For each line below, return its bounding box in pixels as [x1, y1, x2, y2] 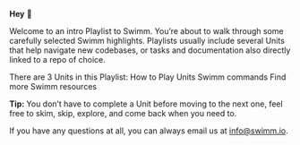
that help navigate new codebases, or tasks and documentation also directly [9, 45, 291, 55]
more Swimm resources [9, 81, 97, 91]
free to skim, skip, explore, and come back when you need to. [9, 108, 237, 118]
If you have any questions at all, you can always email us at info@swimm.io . [9, 125, 288, 136]
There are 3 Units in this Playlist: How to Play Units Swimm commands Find [9, 72, 287, 82]
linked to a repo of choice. [9, 55, 106, 64]
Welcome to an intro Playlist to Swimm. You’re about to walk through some [9, 26, 284, 36]
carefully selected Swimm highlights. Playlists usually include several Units [9, 36, 285, 46]
